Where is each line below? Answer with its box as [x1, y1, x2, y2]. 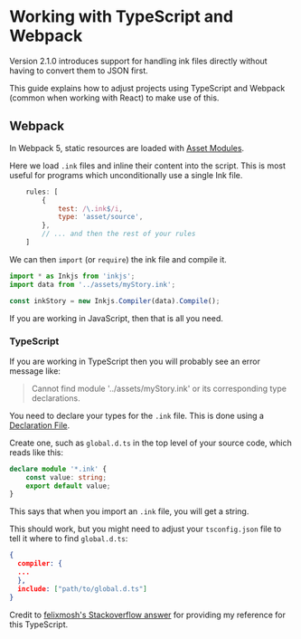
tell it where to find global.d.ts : [9, 533, 128, 544]
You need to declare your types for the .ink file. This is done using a [9, 410, 265, 421]
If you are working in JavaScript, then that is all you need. [9, 312, 224, 323]
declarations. [31, 392, 80, 404]
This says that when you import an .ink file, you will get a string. [9, 506, 249, 517]
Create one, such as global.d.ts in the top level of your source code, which [9, 437, 292, 448]
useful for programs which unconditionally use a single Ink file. [9, 169, 243, 180]
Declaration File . [9, 419, 71, 431]
